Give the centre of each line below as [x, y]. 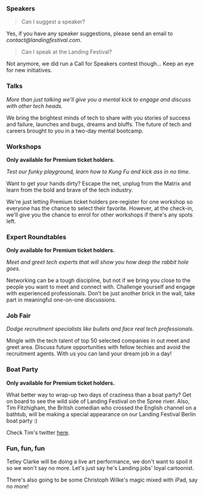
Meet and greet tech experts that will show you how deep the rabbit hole [97, 262]
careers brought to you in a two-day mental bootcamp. [75, 131]
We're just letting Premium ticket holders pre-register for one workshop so [100, 201]
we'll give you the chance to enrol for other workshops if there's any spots [100, 214]
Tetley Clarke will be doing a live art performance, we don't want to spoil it [100, 461]
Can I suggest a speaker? [53, 22]
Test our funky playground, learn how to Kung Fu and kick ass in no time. [98, 172]
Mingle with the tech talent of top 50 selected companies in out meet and [98, 341]
